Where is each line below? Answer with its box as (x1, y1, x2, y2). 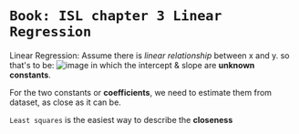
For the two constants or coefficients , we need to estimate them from (9, 87, 272, 98)
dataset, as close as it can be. (9, 97, 121, 108)
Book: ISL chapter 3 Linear (9, 7, 222, 25)
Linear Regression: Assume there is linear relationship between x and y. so (9, 49, 290, 61)
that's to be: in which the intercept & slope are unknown (9, 59, 255, 70)
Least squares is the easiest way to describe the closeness (9, 114, 233, 125)
